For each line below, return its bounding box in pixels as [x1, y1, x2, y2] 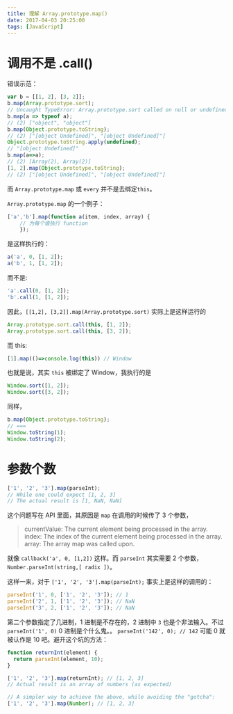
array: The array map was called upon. [24, 540, 135, 548]
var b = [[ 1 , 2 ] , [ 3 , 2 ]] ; [7, 93, 85, 101]
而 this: [7, 341, 28, 349]
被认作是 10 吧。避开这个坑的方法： [7, 635, 109, 644]
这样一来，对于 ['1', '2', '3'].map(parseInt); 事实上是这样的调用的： [7, 578, 214, 586]
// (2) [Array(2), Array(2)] [7, 158, 92, 166]
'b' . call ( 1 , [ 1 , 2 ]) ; [7, 294, 70, 301]
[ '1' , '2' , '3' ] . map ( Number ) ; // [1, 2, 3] [7, 700, 135, 707]
